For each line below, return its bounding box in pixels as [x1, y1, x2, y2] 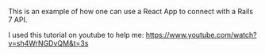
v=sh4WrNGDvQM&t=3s [8, 38, 89, 48]
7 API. [8, 15, 28, 24]
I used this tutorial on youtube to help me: [8, 31, 144, 39]
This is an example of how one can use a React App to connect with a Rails [8, 7, 254, 16]
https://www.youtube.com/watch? [145, 31, 257, 39]
